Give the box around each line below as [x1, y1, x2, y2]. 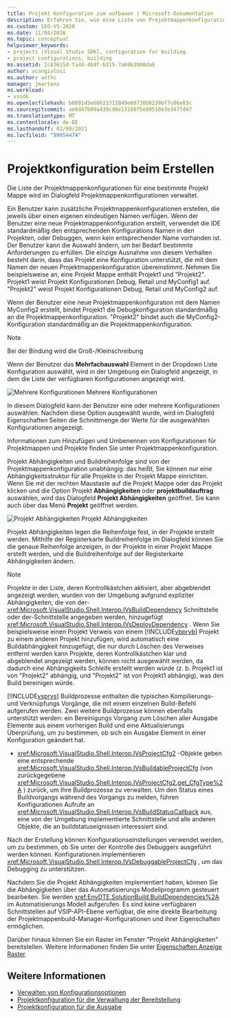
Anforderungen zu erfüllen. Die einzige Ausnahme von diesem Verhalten [7, 248, 212, 257]
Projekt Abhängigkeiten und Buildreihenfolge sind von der [7, 457, 170, 466]
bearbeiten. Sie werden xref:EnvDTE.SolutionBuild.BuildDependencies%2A [7, 893, 220, 901]
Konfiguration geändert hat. [7, 736, 86, 744]
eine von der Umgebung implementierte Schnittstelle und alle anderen [16, 815, 216, 823]
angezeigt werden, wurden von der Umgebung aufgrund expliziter [7, 591, 195, 599]
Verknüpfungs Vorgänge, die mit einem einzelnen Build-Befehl [19, 700, 197, 708]
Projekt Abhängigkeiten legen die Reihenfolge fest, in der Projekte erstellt [7, 528, 214, 537]
